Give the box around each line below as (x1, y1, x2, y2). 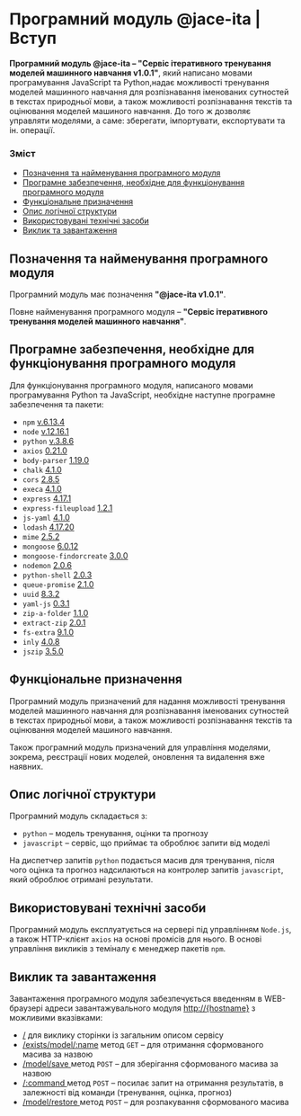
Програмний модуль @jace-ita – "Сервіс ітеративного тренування (9, 58, 271, 68)
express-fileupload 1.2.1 (22, 502, 113, 513)
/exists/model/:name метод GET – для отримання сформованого (22, 1040, 264, 1050)
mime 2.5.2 (22, 531, 60, 541)
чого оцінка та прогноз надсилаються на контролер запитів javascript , (9, 864, 284, 876)
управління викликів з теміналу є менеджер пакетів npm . (9, 943, 226, 954)
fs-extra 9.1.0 (22, 626, 75, 638)
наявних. (9, 761, 43, 772)
